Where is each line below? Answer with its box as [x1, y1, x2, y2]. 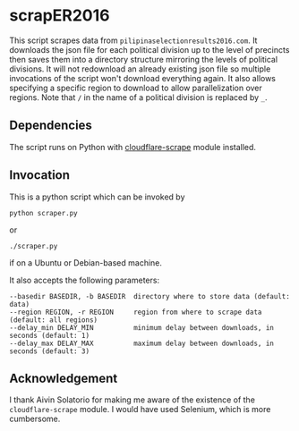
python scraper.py [9, 208, 78, 217]
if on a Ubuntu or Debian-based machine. [9, 257, 163, 268]
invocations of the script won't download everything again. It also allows [9, 72, 276, 83]
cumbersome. [9, 413, 61, 425]
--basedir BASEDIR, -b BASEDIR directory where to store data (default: [9, 292, 291, 300]
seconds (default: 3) [9, 346, 90, 356]
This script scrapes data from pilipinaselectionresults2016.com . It [9, 35, 258, 46]
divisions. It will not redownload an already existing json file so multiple [9, 63, 271, 74]
